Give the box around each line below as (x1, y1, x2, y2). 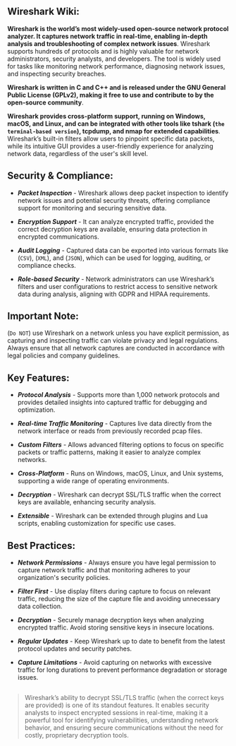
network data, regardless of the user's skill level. (7, 149, 149, 158)
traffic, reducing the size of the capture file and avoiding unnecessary (17, 595, 221, 603)
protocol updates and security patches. (17, 644, 132, 653)
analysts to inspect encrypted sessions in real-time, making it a (24, 709, 209, 717)
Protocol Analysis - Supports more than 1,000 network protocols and (17, 391, 220, 399)
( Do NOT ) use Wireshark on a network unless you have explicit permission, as (7, 328, 230, 338)
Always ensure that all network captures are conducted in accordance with (7, 344, 225, 353)
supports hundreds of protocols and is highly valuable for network (7, 47, 199, 55)
